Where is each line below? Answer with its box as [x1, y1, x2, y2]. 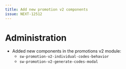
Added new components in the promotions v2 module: [12, 48, 122, 54]
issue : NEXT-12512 [5, 12, 42, 16]
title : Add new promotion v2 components [5, 7, 89, 12]
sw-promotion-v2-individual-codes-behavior [19, 54, 109, 59]
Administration [5, 32, 67, 43]
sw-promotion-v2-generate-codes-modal [19, 59, 98, 64]
